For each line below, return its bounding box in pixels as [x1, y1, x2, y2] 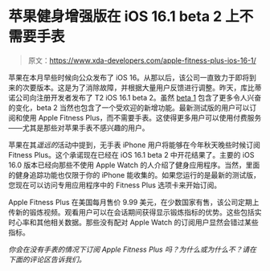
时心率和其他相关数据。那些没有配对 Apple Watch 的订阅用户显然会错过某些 [8, 217, 259, 227]
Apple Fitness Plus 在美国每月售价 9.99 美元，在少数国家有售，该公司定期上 [8, 197, 260, 207]
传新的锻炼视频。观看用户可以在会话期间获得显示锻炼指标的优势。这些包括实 [8, 207, 262, 217]
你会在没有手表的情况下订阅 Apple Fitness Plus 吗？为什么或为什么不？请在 [8, 244, 257, 254]
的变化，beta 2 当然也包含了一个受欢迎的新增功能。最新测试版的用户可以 [8, 102, 250, 113]
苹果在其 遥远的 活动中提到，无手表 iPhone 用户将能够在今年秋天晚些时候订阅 [8, 140, 261, 150]
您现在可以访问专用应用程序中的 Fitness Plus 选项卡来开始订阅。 [8, 180, 222, 190]
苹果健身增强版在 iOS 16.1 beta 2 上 [8, 7, 239, 26]
